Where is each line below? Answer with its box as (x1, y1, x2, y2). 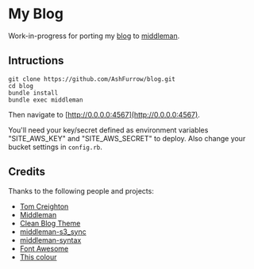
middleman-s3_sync (19, 227, 87, 236)
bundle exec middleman (8, 96, 83, 104)
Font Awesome (19, 244, 69, 253)
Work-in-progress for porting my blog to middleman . (8, 31, 180, 40)
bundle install (8, 89, 59, 97)
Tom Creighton (19, 202, 69, 211)
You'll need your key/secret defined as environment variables (8, 125, 209, 135)
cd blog (8, 82, 34, 90)
